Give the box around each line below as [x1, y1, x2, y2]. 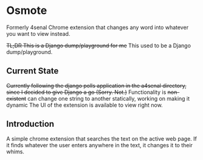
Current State [6, 66, 59, 76]
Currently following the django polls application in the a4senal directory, [6, 82, 187, 89]
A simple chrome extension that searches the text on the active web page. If [6, 135, 198, 142]
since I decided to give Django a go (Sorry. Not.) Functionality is [6, 88, 167, 96]
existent [6, 95, 26, 102]
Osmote [6, 4, 47, 18]
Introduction [6, 119, 55, 129]
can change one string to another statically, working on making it [27, 95, 190, 102]
